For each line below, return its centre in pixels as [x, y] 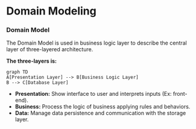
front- [180, 94]
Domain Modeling [51, 11]
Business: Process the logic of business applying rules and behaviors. [103, 107]
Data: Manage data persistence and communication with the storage [100, 113]
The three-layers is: [32, 61]
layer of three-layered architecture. [50, 49]
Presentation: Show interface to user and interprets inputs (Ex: [93, 94]
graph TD [17, 72]
